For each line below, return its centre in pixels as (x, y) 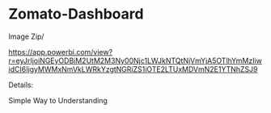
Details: (21, 85)
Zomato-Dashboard (76, 14)
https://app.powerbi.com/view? (61, 52)
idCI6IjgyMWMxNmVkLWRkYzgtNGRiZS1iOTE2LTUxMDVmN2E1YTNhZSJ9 (133, 69)
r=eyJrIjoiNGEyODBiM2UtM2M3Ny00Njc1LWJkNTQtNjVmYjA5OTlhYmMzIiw (135, 61)
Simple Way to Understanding (58, 100)
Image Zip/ (26, 36)
